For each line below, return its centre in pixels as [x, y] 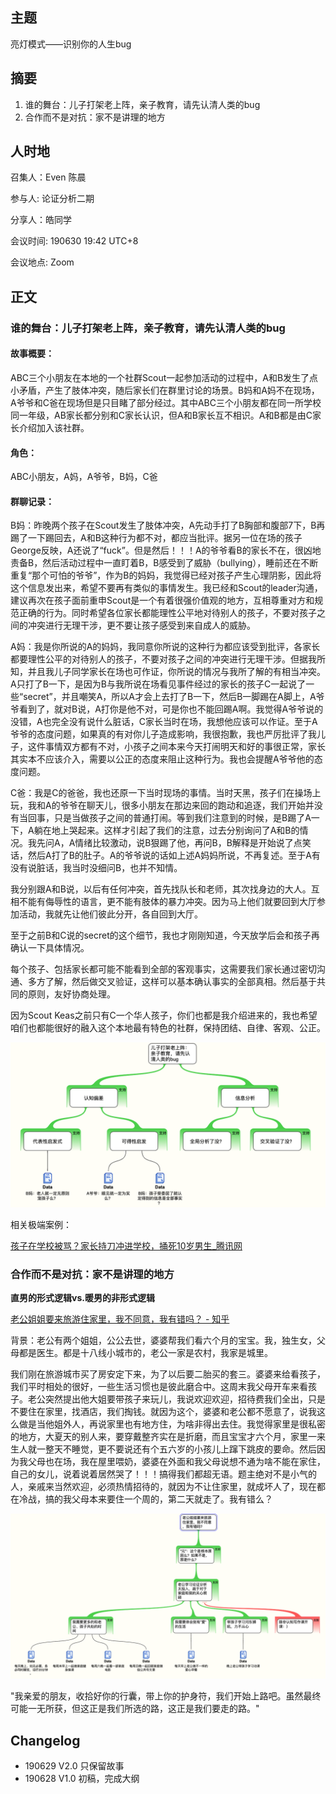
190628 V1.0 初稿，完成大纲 [82, 1779]
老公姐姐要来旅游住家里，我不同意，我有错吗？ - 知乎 [120, 1319]
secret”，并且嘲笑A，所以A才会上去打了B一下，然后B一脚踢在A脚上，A [170, 697]
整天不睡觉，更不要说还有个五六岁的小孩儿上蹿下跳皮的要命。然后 [180, 1449]
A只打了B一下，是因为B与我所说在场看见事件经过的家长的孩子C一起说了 [158, 684]
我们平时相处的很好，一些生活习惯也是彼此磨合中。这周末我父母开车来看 [159, 1387]
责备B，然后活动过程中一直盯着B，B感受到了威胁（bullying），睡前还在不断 [164, 563]
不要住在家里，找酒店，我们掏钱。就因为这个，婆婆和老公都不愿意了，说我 [163, 1412]
